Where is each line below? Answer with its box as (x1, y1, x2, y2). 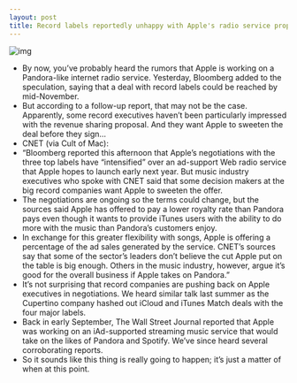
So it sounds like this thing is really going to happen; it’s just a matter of (21, 354, 281, 364)
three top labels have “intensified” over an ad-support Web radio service (21, 157, 287, 167)
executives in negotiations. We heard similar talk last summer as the (21, 288, 270, 299)
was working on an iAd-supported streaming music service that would (21, 326, 278, 336)
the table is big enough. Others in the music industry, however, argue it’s (21, 260, 286, 271)
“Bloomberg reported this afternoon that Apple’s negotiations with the (21, 147, 276, 157)
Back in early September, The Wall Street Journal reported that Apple (21, 316, 275, 327)
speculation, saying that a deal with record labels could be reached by (21, 81, 278, 92)
